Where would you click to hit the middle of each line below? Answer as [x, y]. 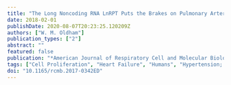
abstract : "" [26, 45]
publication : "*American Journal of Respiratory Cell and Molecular [107, 58]
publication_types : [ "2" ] [44, 39]
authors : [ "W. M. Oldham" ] [46, 33]
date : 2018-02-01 [32, 20]
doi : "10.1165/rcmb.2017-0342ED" [55, 71]
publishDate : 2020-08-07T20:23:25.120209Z [69, 26]
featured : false [30, 52]
